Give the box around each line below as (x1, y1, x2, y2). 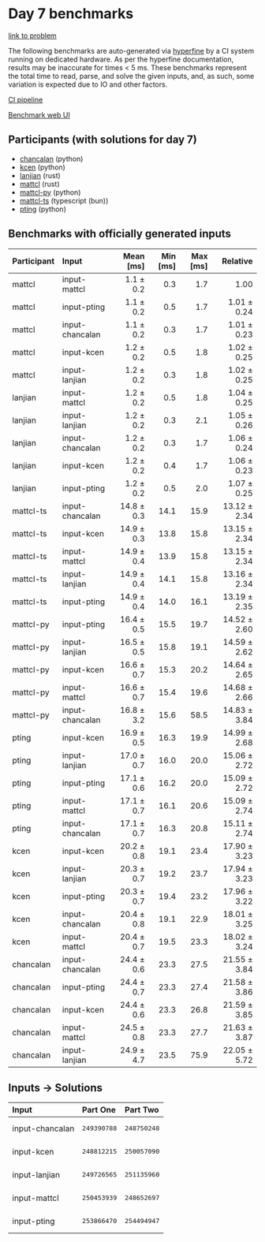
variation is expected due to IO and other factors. (8, 80, 168, 89)
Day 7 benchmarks (8, 5, 134, 23)
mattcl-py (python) (19, 187, 81, 197)
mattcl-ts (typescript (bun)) (19, 196, 109, 205)
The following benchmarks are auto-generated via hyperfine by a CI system (8, 46, 255, 55)
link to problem (8, 31, 57, 40)
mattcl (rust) (19, 179, 61, 188)
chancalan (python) (19, 154, 84, 163)
